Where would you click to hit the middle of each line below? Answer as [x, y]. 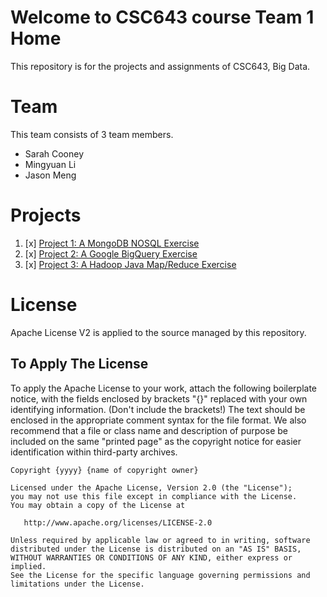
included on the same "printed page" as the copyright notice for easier [156, 441]
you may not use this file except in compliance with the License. [154, 496]
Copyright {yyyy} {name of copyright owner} [104, 470]
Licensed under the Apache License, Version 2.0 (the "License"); [151, 487]
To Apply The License [79, 364]
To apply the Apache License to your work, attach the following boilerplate [164, 388]
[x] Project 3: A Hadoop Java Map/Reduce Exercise [130, 264]
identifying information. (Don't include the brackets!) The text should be [158, 409]
